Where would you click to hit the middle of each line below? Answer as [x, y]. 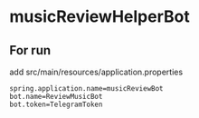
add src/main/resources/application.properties [96, 72]
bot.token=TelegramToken [56, 104]
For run [30, 50]
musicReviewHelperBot [99, 17]
